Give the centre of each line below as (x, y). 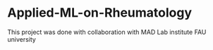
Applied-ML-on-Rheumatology (100, 13)
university (22, 39)
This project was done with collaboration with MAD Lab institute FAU (107, 32)
